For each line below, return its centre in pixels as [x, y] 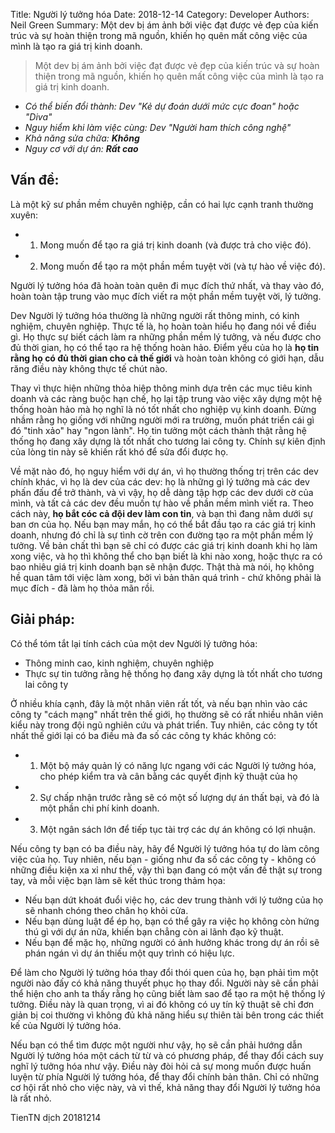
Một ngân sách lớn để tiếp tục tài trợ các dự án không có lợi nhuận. [178, 829]
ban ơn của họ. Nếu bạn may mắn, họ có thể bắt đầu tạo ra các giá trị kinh [163, 524]
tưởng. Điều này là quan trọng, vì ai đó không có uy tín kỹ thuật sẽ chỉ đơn [162, 1004]
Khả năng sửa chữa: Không [82, 138]
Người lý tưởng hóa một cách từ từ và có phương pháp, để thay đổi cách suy [167, 1055]
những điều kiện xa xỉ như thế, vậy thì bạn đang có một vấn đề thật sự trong [166, 870]
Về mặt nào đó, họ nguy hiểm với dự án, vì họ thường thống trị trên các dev [164, 471]
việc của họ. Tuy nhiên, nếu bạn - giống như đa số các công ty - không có [163, 859]
